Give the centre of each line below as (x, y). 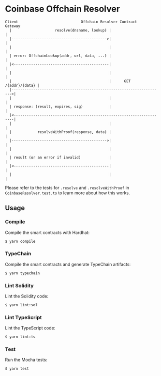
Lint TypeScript (23, 317)
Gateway (13, 26)
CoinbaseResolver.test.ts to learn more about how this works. (67, 193)
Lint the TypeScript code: (30, 328)
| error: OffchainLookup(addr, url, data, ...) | (60, 56)
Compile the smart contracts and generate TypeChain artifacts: (68, 264)
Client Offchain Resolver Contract (71, 22)
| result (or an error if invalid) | (60, 157)
